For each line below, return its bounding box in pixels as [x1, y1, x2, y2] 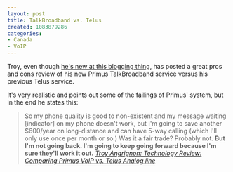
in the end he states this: [7, 98, 79, 106]
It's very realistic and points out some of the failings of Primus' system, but [7, 91, 224, 99]
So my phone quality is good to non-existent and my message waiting [24, 112, 227, 120]
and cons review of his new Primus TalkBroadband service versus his [7, 70, 208, 78]
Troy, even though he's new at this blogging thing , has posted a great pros [7, 62, 222, 70]
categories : [7, 29, 42, 37]
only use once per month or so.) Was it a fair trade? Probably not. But [24, 134, 226, 143]
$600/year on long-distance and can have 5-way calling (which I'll [24, 127, 218, 135]
